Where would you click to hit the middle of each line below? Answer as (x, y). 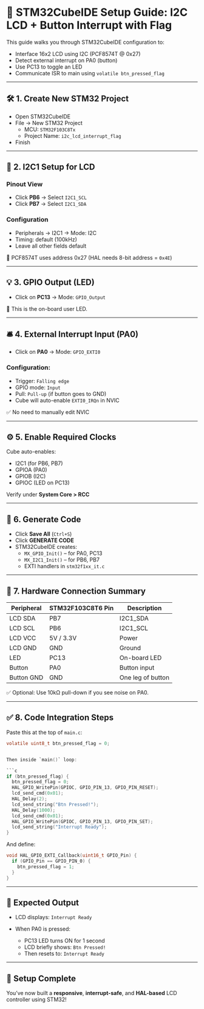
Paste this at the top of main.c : (44, 732)
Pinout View (25, 185)
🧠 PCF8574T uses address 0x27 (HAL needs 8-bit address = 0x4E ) (89, 257)
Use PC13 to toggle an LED (49, 67)
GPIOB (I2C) (30, 477)
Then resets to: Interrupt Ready (64, 954)
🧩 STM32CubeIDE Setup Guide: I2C (97, 12)
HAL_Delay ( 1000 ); (34, 810)
